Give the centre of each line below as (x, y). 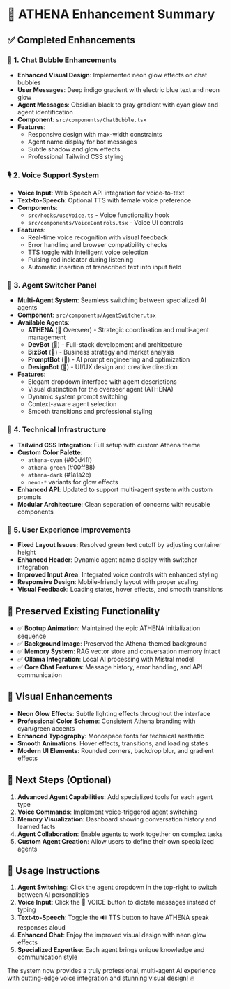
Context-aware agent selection (72, 404)
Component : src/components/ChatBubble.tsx (82, 119)
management (47, 337)
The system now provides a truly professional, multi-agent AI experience (112, 971)
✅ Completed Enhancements (71, 40)
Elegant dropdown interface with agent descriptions (102, 382)
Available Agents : (43, 322)
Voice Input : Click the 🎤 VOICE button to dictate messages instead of (117, 902)
